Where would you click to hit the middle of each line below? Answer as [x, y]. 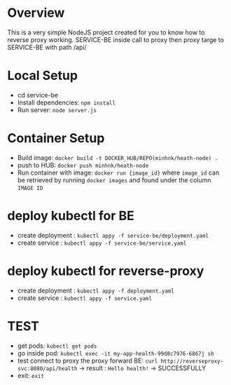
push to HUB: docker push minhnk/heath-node [83, 165]
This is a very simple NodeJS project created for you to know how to [106, 32]
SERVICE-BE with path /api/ [47, 47]
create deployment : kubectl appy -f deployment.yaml [96, 290]
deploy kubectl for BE [71, 216]
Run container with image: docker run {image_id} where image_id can [118, 173]
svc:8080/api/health [47, 369]
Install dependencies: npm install [66, 102]
